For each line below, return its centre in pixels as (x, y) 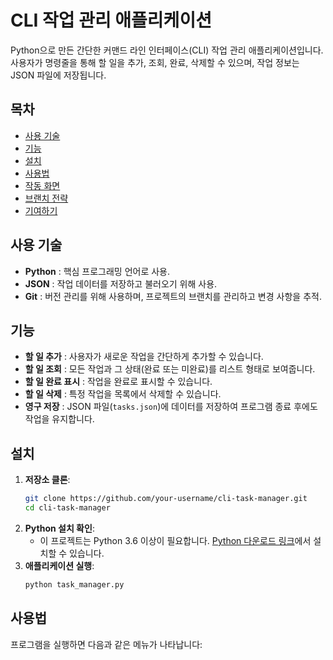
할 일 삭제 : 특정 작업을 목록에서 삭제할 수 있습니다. (123, 394)
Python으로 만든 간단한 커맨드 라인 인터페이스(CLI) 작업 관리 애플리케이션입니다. (167, 50)
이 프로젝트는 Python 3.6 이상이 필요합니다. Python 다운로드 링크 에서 (175, 540)
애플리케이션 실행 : (59, 565)
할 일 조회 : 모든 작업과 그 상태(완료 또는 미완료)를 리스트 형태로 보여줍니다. (170, 369)
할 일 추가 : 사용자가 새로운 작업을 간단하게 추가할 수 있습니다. (144, 357)
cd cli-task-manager (67, 508)
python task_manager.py (74, 584)
